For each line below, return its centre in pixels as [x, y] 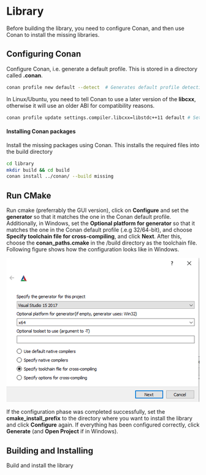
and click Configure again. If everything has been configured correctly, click [103, 425]
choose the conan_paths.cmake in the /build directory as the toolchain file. [102, 243]
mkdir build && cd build [38, 170]
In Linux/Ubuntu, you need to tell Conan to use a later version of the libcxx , [101, 99]
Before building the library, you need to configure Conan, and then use [96, 28]
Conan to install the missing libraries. [53, 34]
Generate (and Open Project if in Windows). [62, 431]
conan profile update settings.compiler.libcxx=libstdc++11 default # [98, 118]
